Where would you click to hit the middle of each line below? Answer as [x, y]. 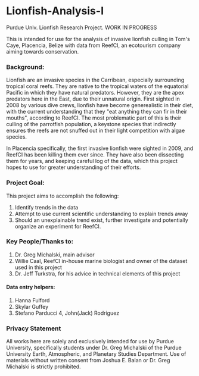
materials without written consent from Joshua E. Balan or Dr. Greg [88, 361]
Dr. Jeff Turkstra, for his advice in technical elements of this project [97, 273]
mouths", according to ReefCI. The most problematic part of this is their [94, 118]
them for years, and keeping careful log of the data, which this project [92, 161]
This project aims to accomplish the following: [63, 196]
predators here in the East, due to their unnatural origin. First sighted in [93, 99]
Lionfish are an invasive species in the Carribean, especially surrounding [95, 80]
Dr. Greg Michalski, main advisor [55, 255]
